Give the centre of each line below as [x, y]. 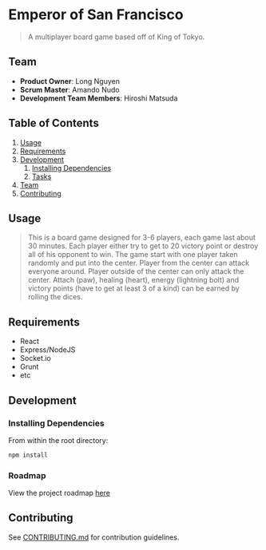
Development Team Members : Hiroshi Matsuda [99, 98]
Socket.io [36, 358]
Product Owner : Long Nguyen [70, 81]
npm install [28, 455]
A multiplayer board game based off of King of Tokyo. [116, 37]
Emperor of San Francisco [96, 15]
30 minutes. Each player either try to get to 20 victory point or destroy [143, 246]
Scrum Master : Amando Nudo [69, 89]
